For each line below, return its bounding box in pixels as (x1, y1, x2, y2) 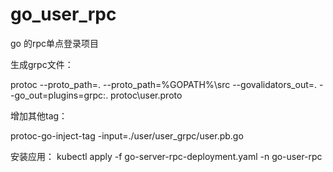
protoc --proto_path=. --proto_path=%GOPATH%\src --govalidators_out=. (10, 78, 318, 90)
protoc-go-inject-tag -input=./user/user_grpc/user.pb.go (10, 129, 244, 142)
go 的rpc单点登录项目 (10, 37, 99, 49)
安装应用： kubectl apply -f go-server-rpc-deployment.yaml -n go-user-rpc (10, 150, 323, 162)
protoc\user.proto (110, 89, 183, 101)
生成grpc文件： (10, 58, 74, 70)
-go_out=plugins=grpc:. (10, 89, 109, 101)
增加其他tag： (10, 109, 68, 122)
